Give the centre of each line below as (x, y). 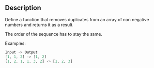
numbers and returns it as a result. (39, 25)
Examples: (15, 43)
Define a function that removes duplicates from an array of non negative (77, 19)
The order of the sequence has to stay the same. (54, 34)
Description (23, 8)
